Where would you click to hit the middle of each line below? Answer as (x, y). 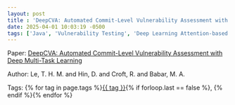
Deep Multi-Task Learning (45, 61)
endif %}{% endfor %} (40, 95)
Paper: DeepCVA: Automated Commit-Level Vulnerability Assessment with (115, 53)
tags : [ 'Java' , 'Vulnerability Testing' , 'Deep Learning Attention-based (118, 33)
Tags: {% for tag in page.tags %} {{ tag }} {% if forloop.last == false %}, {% (115, 87)
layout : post (26, 14)
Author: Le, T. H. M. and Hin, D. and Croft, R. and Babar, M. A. (96, 74)
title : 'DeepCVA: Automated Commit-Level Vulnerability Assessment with (118, 20)
